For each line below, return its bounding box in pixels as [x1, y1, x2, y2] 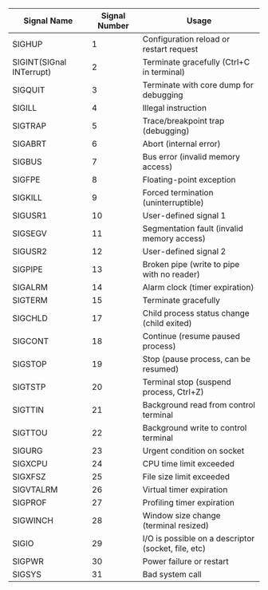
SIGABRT [12, 139, 47, 149]
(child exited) [142, 318, 192, 328]
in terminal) [142, 67, 186, 77]
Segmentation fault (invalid [142, 223, 243, 234]
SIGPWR [12, 556, 44, 567]
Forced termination [142, 187, 214, 198]
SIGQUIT [12, 85, 45, 95]
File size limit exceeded [142, 471, 230, 482]
